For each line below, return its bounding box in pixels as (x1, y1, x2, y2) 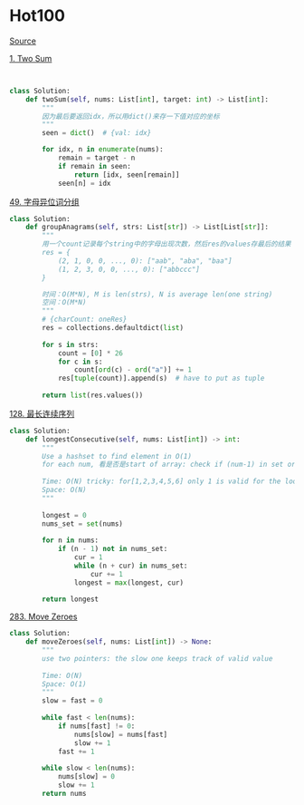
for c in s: (57, 357, 103, 366)
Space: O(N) (42, 486, 88, 495)
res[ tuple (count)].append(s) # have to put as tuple (57, 373, 265, 383)
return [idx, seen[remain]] (73, 170, 180, 179)
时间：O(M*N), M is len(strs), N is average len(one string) (42, 289, 273, 299)
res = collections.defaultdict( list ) (42, 324, 184, 333)
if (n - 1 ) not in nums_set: (57, 545, 168, 554)
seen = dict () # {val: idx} (42, 129, 152, 138)
